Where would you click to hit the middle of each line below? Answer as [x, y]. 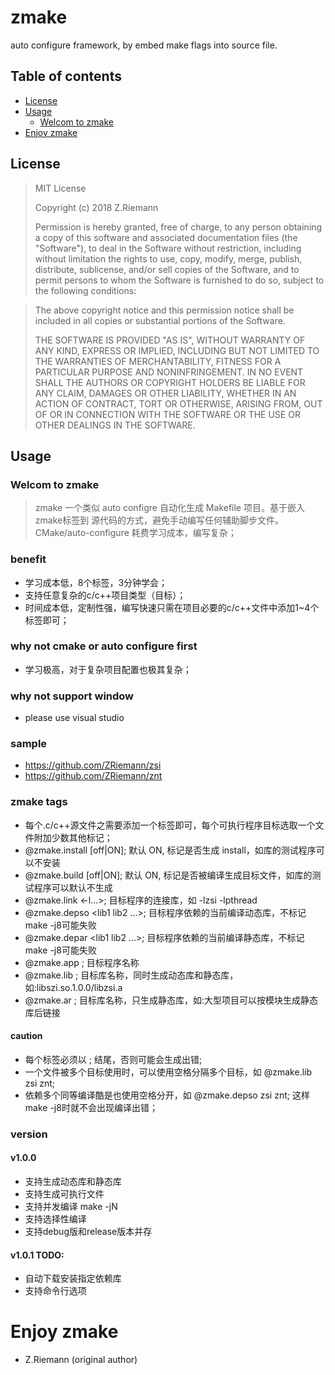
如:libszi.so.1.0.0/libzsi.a [73, 987]
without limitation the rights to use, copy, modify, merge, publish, [168, 258]
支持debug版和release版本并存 [88, 1232]
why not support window [72, 696]
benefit [28, 559]
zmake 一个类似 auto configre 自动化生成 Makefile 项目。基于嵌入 [169, 508]
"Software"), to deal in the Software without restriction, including [168, 248]
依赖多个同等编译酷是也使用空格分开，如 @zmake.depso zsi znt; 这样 [167, 1095]
